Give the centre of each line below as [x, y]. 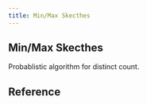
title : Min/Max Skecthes [49, 15]
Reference [35, 92]
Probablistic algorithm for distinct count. [74, 67]
